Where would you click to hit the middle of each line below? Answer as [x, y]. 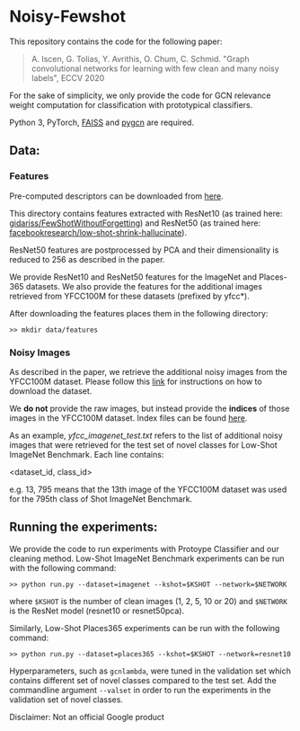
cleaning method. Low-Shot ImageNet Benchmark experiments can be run [147, 558]
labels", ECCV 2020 [68, 77]
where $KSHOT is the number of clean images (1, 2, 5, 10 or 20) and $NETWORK [148, 601]
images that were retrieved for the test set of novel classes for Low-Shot [144, 445]
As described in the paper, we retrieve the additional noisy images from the [148, 371]
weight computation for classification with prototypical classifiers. [131, 104]
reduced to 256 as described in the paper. [87, 259]
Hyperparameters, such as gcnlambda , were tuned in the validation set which [150, 671]
